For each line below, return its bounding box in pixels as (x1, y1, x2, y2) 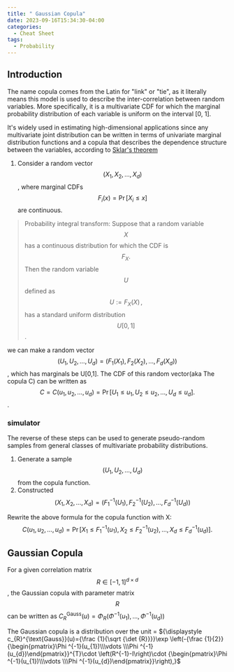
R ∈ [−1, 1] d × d (96, 577, 138, 587)
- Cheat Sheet (13, 29, 54, 37)
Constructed (17, 486, 54, 494)
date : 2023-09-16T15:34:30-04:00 (7, 17, 105, 24)
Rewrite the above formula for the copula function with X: (7, 513, 173, 521)
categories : (7, 23, 42, 30)
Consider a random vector (17, 159, 93, 167)
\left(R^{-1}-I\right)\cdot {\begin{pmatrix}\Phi (98, 649, 228, 658)
